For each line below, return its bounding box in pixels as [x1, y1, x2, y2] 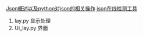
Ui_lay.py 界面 [14, 25, 48, 31]
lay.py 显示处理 [14, 17, 51, 24]
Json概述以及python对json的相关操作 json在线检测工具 [6, 5, 138, 12]
